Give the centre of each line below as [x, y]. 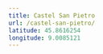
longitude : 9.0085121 [45, 38]
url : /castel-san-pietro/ [51, 23]
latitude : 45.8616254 [45, 30]
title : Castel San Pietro [51, 15]
